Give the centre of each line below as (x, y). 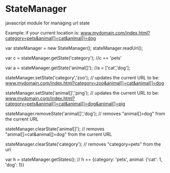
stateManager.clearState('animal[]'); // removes (55, 129)
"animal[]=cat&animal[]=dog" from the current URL (59, 134)
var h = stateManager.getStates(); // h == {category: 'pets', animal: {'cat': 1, (84, 159)
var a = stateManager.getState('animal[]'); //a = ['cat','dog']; (68, 68)
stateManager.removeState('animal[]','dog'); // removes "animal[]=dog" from (85, 113)
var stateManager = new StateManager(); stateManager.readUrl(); (74, 48)
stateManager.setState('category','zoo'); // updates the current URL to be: (82, 77)
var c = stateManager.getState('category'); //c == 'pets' (63, 58)
